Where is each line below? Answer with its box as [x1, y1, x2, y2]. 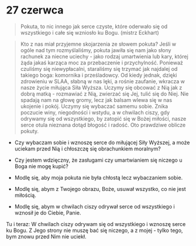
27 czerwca [6, 4, 64, 17]
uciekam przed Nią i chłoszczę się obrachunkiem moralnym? [14, 145, 161, 152]
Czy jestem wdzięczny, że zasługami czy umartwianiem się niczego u [14, 156, 183, 163]
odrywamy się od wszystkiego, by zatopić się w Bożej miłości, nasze [20, 115, 187, 122]
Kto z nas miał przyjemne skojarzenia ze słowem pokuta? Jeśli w [20, 40, 177, 47]
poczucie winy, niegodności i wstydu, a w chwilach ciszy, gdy [20, 109, 170, 116]
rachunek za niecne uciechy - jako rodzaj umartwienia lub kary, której [20, 53, 188, 60]
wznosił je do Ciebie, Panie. [14, 209, 81, 216]
